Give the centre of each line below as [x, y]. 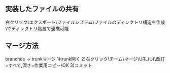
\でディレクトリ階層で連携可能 [37, 28]
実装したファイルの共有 [42, 9]
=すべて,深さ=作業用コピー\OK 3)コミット [49, 65]
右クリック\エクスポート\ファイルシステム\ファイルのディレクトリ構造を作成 [85, 22]
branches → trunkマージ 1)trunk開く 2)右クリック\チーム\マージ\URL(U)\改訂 [85, 59]
